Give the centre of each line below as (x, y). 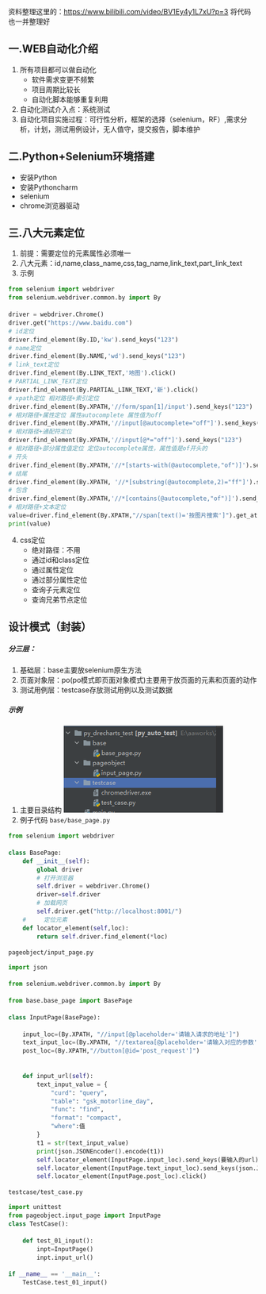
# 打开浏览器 (55, 878)
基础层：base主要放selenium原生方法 (81, 670)
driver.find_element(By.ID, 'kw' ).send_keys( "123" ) (93, 340)
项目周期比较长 (56, 89)
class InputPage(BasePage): (55, 1017)
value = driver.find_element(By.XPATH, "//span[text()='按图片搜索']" (119, 516)
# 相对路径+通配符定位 (40, 432)
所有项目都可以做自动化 (58, 69)
